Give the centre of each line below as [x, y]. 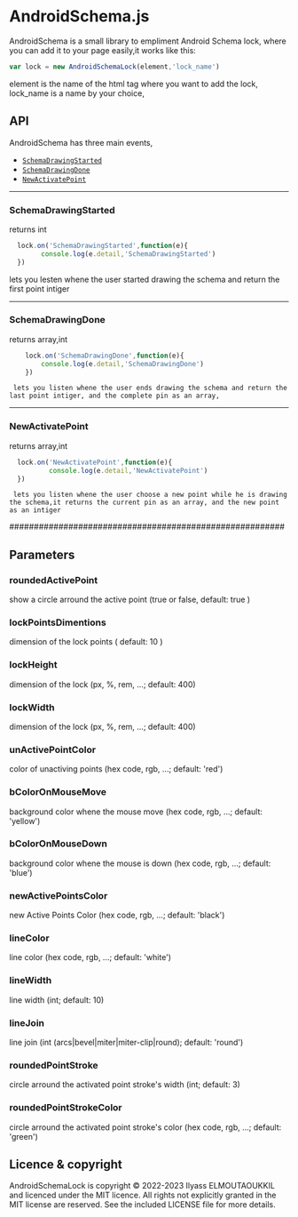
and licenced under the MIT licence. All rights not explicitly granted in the [143, 1195]
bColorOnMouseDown [59, 844]
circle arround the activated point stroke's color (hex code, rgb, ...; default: [145, 1127]
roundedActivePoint [54, 580]
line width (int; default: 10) [57, 1000]
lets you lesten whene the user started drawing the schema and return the [145, 279]
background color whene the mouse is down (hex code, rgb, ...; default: [140, 863]
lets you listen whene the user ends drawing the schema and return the [150, 388]
